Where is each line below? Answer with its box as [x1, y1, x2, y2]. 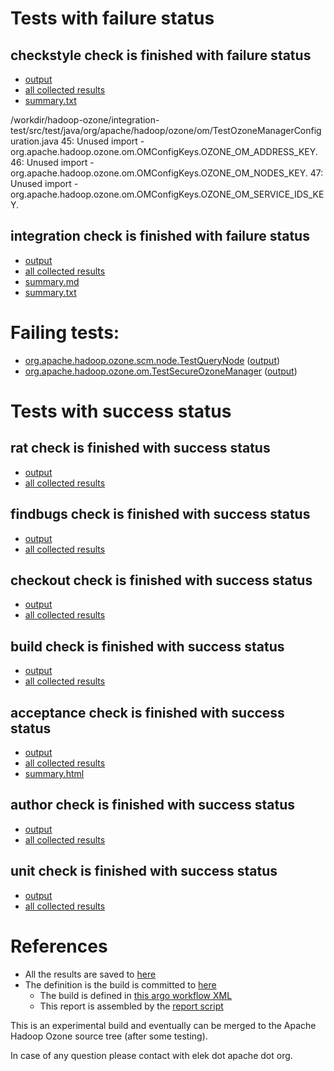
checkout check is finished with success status [10, 572, 313, 589]
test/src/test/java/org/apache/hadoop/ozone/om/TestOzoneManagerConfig [10, 125, 322, 136]
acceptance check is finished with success [10, 704, 285, 721]
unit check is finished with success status [10, 863, 278, 880]
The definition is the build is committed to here [24, 978, 217, 991]
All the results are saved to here [24, 968, 157, 980]
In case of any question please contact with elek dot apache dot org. [10, 1049, 293, 1061]
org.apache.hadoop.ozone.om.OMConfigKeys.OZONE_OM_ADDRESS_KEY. [10, 146, 318, 157]
